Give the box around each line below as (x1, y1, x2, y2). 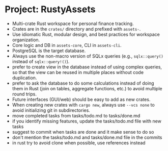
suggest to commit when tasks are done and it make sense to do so (12, 129, 154, 135)
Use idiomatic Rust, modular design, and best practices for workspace (12, 31, 160, 37)
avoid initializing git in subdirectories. (12, 107, 90, 113)
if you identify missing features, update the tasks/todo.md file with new (12, 118, 161, 124)
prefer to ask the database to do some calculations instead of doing (12, 80, 154, 86)
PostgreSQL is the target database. (12, 47, 86, 54)
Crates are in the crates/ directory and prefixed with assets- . (12, 26, 141, 32)
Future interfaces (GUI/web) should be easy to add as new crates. (12, 96, 151, 103)
